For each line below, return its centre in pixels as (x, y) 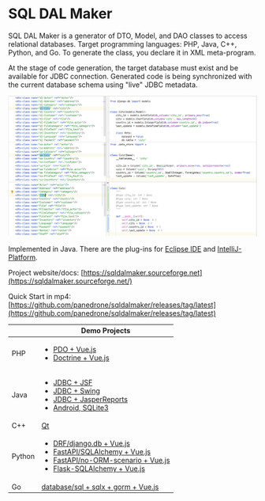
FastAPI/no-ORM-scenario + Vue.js (112, 461)
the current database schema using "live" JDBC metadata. (103, 85)
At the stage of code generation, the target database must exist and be (123, 67)
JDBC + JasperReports (91, 399)
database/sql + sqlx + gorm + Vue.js (100, 487)
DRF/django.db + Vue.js (91, 443)
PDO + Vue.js (75, 349)
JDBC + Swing (77, 391)
